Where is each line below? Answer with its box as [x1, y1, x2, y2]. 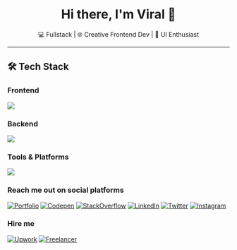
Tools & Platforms [7, 152, 69, 162]
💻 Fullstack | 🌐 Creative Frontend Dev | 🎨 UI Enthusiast [37, 30, 200, 38]
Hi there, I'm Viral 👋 [61, 6, 176, 23]
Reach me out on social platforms [7, 185, 125, 195]
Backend [7, 119, 39, 129]
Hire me [7, 219, 35, 229]
